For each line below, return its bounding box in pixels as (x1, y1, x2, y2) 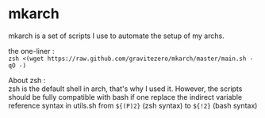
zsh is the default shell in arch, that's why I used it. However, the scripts (8, 84, 243, 93)
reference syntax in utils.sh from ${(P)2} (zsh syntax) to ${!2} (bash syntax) (8, 101, 258, 110)
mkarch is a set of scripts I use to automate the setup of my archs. (8, 31, 225, 40)
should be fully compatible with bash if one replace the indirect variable (8, 92, 243, 101)
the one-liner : (8, 46, 55, 55)
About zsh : (8, 75, 46, 85)
